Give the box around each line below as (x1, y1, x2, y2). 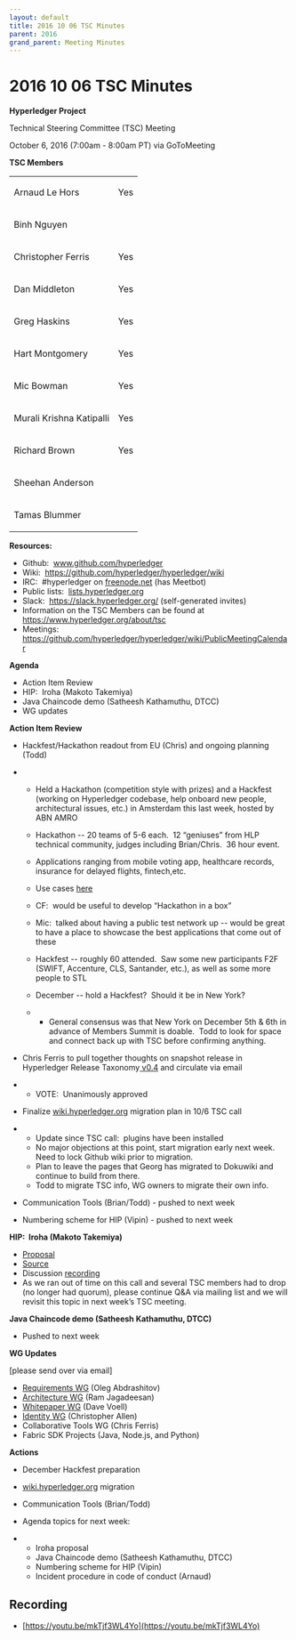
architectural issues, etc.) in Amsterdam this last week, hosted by (35, 803, 275, 814)
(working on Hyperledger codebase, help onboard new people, (35, 794, 267, 804)
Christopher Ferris (13, 251, 91, 263)
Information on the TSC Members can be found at (21, 605, 204, 616)
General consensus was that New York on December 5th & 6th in (48, 1016, 287, 1028)
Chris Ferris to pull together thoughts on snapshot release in (21, 1053, 243, 1063)
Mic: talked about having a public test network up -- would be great (35, 917, 285, 928)
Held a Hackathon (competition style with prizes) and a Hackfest (35, 784, 273, 795)
